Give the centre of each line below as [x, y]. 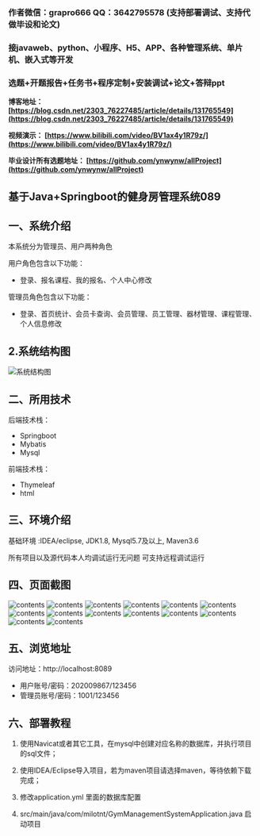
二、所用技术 [40, 399]
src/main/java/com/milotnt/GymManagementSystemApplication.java [131, 814]
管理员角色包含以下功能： [50, 297]
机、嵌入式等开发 [41, 59]
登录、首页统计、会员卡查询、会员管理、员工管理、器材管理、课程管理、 [138, 314]
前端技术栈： [29, 469]
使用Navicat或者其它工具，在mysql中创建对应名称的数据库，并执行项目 [136, 744]
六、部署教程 [40, 723]
